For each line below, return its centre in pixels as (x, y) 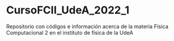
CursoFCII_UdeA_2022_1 (68, 10)
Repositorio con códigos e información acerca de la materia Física (87, 26)
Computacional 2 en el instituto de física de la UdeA (70, 32)
